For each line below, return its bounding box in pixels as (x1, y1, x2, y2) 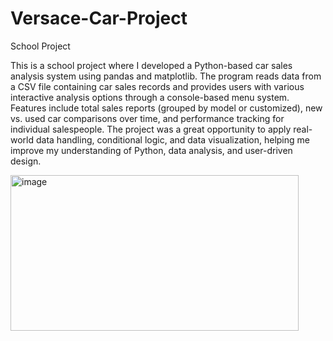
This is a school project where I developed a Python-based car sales (10, 59, 293, 71)
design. (10, 155, 42, 167)
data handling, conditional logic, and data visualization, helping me (35, 133, 310, 146)
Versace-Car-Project (10, 7, 188, 30)
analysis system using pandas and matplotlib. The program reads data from (10, 70, 322, 82)
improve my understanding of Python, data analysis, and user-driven (10, 144, 293, 156)
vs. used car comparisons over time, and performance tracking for (10, 112, 285, 124)
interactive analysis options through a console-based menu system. (10, 91, 290, 103)
